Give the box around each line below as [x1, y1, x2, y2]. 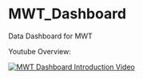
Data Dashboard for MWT [8, 31, 93, 41]
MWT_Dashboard [8, 5, 126, 23]
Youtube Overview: [8, 46, 72, 56]
